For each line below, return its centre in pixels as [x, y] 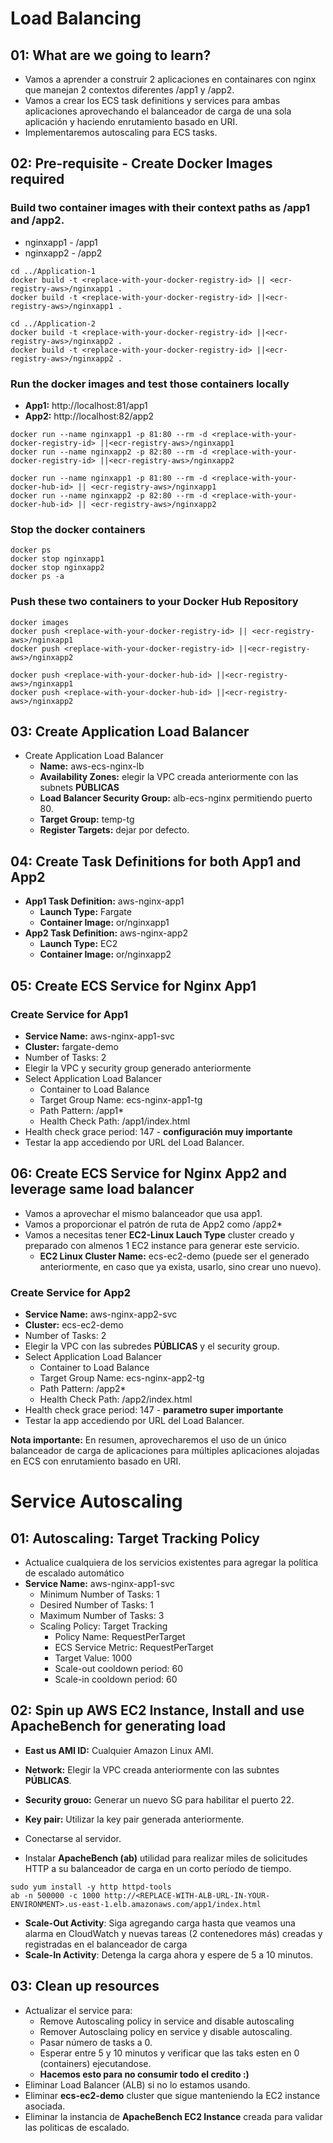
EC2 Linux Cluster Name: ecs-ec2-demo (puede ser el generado [174, 1256]
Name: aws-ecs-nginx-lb [92, 766]
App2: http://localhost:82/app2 [89, 416]
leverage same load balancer [102, 1189]
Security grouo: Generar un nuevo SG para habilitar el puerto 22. [159, 1799]
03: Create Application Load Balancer [130, 731]
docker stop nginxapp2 [57, 568]
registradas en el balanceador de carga [106, 1944]
